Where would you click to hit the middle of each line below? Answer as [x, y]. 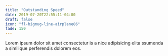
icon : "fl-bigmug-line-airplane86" [43, 24]
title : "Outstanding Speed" [35, 10]
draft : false [19, 19]
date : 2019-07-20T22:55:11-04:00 [40, 15]
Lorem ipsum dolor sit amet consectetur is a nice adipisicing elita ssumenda [84, 43]
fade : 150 [16, 29]
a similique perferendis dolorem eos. [44, 48]
